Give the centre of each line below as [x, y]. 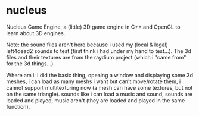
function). [18, 106]
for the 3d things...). [31, 64]
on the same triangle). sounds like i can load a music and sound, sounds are [99, 94]
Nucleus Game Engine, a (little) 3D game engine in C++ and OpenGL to [93, 27]
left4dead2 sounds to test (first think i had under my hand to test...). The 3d [99, 51]
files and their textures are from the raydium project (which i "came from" [96, 57]
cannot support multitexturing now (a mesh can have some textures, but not [99, 87]
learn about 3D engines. [36, 33]
